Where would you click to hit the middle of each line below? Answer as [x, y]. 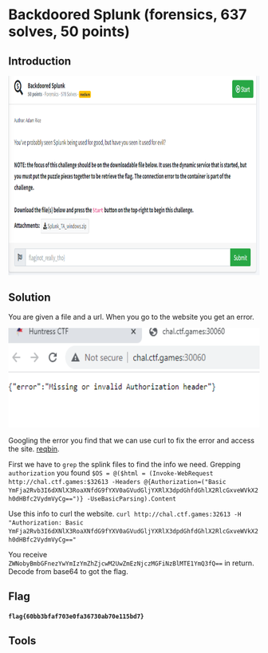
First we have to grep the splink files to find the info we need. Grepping [124, 464]
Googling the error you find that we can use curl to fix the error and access [132, 440]
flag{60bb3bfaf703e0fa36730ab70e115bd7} [77, 616]
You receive [28, 554]
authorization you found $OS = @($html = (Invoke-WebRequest [111, 473]
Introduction [40, 61]
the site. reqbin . [34, 449]
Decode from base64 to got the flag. [69, 571]
